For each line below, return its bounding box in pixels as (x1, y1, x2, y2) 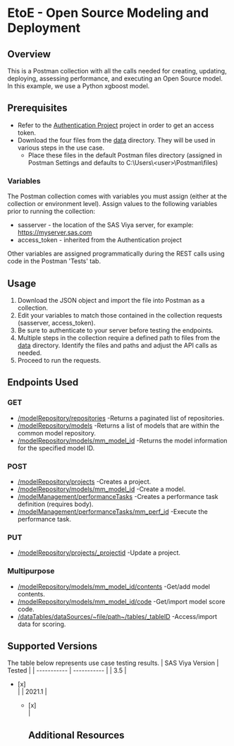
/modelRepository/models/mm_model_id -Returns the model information (17, 436, 228, 445)
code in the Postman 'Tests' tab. (7, 257, 101, 265)
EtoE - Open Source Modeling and (7, 5, 209, 21)
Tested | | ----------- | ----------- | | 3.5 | (7, 666, 127, 675)
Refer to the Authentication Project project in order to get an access (17, 121, 214, 129)
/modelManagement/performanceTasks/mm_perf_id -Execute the (17, 507, 208, 516)
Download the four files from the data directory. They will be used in (17, 136, 216, 144)
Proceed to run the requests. (17, 356, 101, 364)
